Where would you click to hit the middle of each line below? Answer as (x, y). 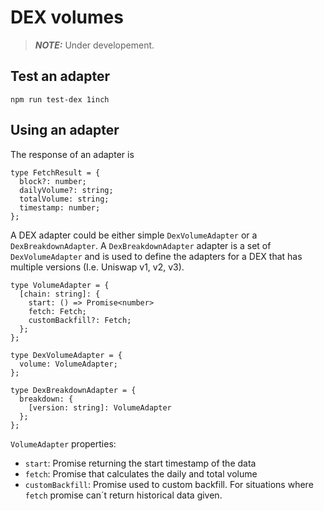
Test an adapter (60, 76)
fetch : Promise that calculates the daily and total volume (141, 473)
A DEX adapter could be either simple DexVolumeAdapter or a (134, 235)
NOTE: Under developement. (94, 45)
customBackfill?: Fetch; (80, 320)
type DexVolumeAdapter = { (66, 355)
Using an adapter (65, 130)
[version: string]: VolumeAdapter (100, 407)
